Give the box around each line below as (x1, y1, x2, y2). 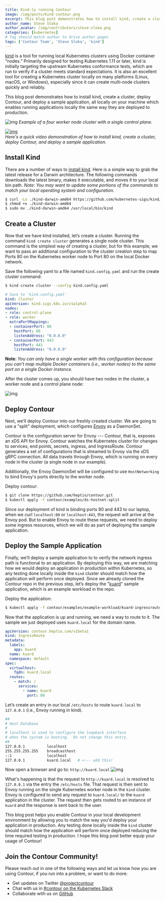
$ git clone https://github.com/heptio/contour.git (5, 493, 113, 498)
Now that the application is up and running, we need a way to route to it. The (5, 614, 160, 620)
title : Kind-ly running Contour (5, 7, 71, 12)
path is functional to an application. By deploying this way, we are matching (5, 560, 158, 566)
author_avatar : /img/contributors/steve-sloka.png (5, 26, 111, 31)
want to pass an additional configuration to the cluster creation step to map (5, 248, 157, 254)
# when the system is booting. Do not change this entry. (5, 735, 129, 740)
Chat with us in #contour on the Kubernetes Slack (12, 885, 113, 892)
